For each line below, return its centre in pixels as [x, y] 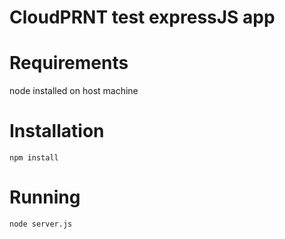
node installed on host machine [74, 91]
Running [45, 197]
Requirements [69, 63]
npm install [34, 158]
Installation [57, 131]
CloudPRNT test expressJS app [142, 17]
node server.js [41, 224]
